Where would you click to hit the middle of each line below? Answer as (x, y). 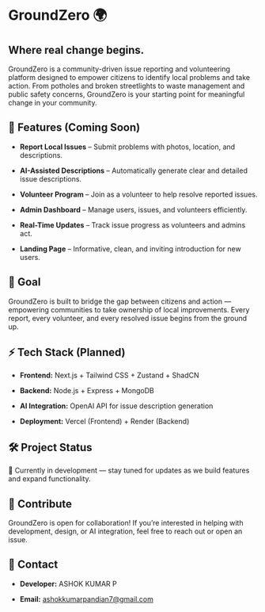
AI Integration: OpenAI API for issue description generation (116, 406)
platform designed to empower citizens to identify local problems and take (129, 77)
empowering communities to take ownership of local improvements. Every (129, 309)
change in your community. (53, 103)
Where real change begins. (76, 50)
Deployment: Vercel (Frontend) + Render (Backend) (104, 422)
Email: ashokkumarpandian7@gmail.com (87, 599)
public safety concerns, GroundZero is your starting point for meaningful (127, 94)
